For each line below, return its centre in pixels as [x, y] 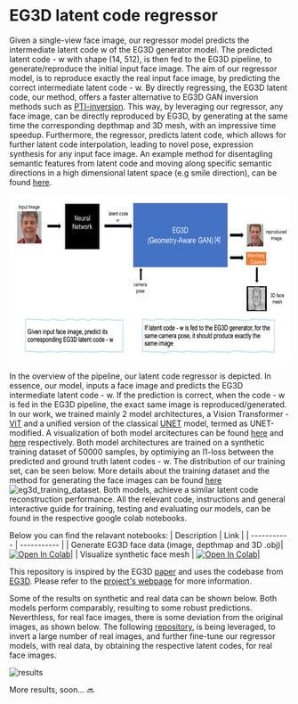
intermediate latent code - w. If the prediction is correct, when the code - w [147, 395]
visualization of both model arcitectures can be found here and [168, 432]
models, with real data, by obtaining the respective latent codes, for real [141, 645]
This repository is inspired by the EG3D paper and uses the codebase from [146, 571]
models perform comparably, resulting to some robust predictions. [131, 608]
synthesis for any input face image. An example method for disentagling [141, 153]
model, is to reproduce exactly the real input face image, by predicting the [145, 78]
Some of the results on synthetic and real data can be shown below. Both [143, 598]
